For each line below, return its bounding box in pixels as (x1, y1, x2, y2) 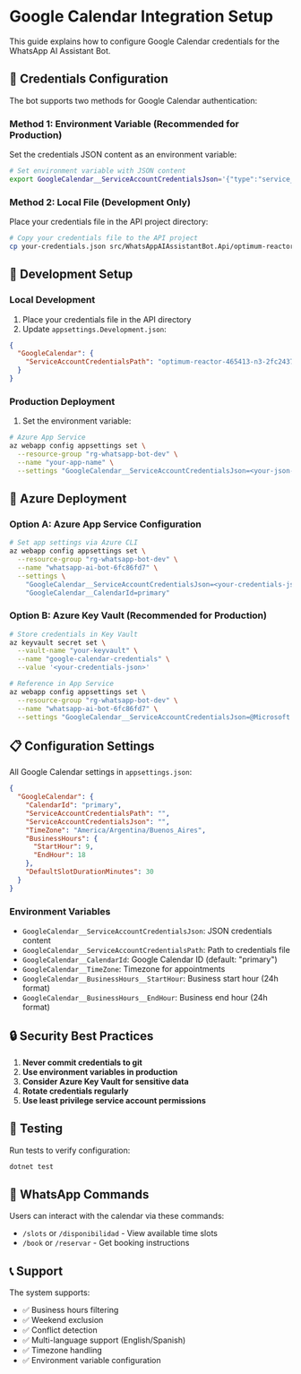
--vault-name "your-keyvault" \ (17, 647, 139, 656)
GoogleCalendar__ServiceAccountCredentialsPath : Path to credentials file (21, 944, 291, 955)
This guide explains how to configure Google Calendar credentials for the (9, 36, 280, 47)
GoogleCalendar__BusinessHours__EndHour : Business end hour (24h (21, 992, 269, 1002)
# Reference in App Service (9, 679, 115, 689)
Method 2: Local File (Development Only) (9, 195, 191, 208)
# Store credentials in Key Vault (9, 630, 139, 639)
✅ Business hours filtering (21, 1305, 119, 1316)
